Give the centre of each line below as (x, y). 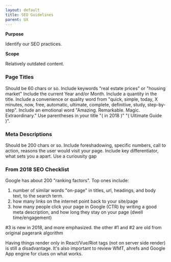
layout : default (22, 10)
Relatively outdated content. (35, 64)
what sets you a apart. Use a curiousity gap (51, 156)
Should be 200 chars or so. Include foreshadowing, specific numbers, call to (86, 145)
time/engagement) (32, 217)
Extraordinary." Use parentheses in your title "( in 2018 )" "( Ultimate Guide (84, 115)
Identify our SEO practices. (34, 44)
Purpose (15, 34)
